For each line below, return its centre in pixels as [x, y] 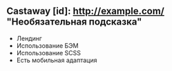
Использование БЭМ [47, 45]
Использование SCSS [48, 53]
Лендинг [29, 38]
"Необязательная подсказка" [74, 22]
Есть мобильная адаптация [57, 60]
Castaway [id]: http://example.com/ [86, 11]
